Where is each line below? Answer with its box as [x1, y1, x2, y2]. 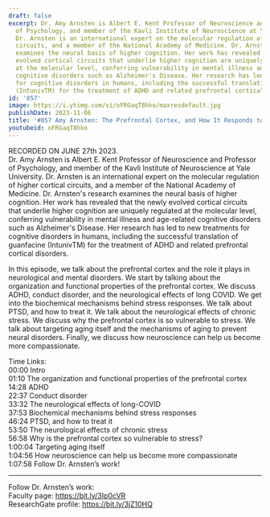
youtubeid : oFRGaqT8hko [8, 124, 88, 132]
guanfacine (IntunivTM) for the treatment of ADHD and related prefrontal [8, 240, 248, 249]
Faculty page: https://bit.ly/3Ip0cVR [8, 490, 126, 500]
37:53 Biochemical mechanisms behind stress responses [8, 408, 197, 417]
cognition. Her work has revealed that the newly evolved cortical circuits [8, 197, 247, 207]
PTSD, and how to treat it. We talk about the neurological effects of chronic [8, 306, 256, 316]
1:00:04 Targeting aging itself [8, 441, 106, 451]
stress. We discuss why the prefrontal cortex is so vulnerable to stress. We [8, 315, 256, 325]
